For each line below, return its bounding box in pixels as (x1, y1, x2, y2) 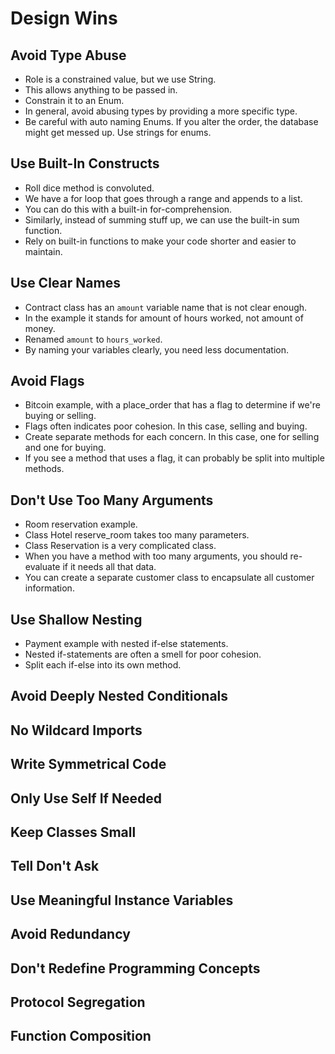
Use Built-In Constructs (10, 155, 160, 172)
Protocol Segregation (10, 993, 146, 1011)
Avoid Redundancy (10, 926, 131, 943)
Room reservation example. (24, 518, 138, 531)
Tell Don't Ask (10, 858, 100, 875)
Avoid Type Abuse (10, 47, 127, 64)
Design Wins (10, 7, 118, 30)
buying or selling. (24, 410, 97, 422)
